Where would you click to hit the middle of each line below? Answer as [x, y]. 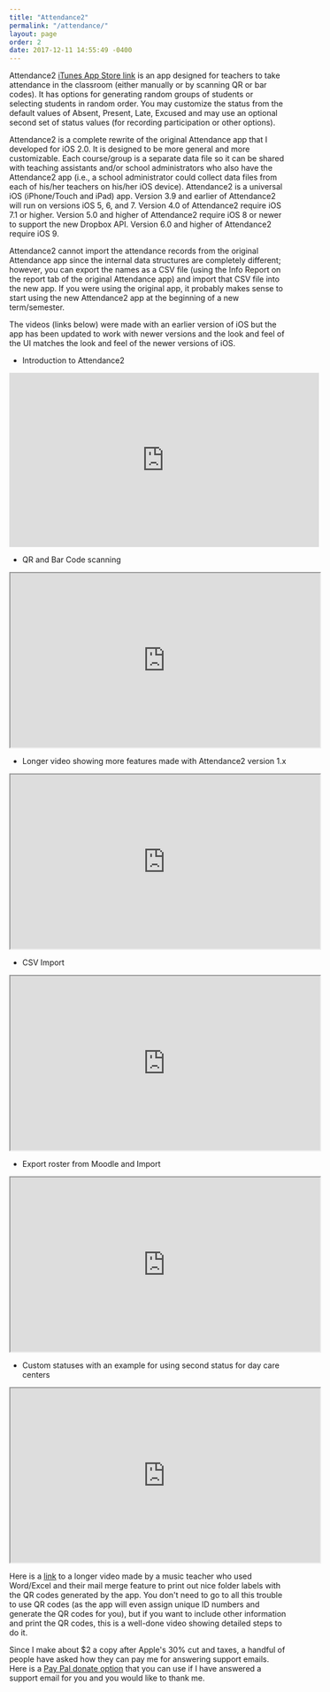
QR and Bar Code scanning [71, 560]
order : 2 [25, 42]
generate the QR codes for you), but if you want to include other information [148, 1614]
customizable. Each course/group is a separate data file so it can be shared [147, 158]
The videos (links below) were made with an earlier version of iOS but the [143, 325]
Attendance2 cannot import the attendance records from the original [134, 251]
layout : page [33, 34]
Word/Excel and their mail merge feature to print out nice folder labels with [145, 1586]
